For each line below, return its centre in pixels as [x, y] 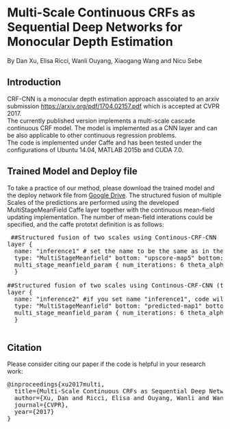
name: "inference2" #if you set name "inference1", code [112, 299]
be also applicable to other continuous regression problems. [92, 135]
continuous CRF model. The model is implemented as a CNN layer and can [112, 127]
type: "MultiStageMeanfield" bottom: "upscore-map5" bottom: [119, 258]
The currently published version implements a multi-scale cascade [101, 121]
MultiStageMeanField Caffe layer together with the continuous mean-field [111, 210]
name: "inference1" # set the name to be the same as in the [119, 251]
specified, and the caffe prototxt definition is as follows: [86, 224]
